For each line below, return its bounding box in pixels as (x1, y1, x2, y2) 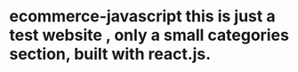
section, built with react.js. (9, 44, 212, 64)
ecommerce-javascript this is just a (9, 6, 276, 27)
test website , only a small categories (9, 25, 289, 45)
